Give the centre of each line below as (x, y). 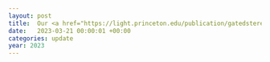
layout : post (30, 16)
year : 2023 (27, 46)
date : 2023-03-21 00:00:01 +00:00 (70, 31)
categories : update (41, 38)
